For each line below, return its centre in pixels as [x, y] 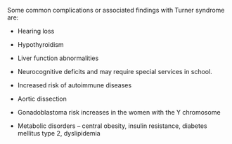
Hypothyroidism [41, 44]
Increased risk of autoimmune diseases [75, 85]
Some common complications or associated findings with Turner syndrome [116, 10]
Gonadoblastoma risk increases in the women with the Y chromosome [119, 112]
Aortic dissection [42, 99]
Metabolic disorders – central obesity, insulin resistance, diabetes [112, 126]
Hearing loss [36, 31]
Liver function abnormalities [58, 58]
